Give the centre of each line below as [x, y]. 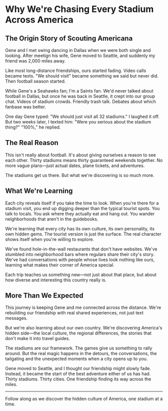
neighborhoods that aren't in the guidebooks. [52, 219]
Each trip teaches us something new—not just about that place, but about [81, 274]
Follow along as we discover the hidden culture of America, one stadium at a [84, 399]
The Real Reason [32, 143]
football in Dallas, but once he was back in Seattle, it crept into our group [80, 96]
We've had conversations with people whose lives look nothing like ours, [80, 259]
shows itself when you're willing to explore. [49, 239]
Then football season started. [35, 81]
